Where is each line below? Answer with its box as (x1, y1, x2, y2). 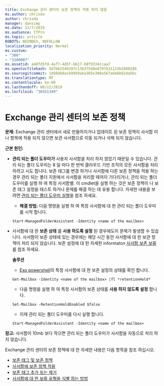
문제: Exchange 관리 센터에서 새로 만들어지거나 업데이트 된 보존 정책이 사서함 (5, 129, 153, 135)
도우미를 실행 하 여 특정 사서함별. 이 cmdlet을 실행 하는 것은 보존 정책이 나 (12, 180, 154, 186)
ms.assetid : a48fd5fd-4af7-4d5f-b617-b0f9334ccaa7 (5, 62, 111, 67)
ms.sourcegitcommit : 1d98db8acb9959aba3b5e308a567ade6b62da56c (5, 71, 137, 76)
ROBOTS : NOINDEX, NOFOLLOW (5, 39, 60, 44)
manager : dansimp (5, 21, 41, 26)
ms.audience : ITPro (5, 30, 45, 35)
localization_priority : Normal (5, 44, 69, 48)
